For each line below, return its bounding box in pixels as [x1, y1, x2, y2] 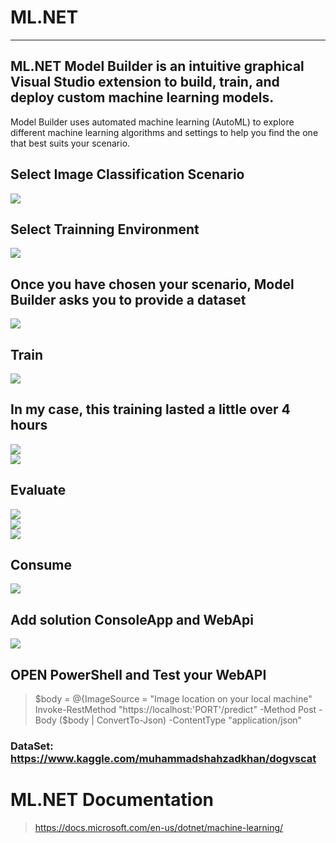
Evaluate [10, 482, 67, 499]
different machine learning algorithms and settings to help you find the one [10, 126, 319, 138]
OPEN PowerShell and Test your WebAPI [10, 666, 267, 683]
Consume [10, 557, 72, 574]
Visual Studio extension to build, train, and [10, 74, 280, 91]
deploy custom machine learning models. [10, 89, 275, 106]
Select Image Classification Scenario [10, 166, 245, 183]
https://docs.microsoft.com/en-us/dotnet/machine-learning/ [34, 821, 284, 833]
